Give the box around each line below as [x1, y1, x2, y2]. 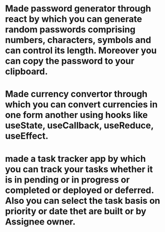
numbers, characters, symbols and [5, 35, 151, 46]
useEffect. [5, 130, 49, 142]
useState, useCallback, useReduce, [5, 120, 154, 131]
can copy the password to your [5, 55, 134, 67]
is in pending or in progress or [5, 174, 130, 185]
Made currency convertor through [5, 88, 148, 100]
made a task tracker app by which [5, 153, 146, 164]
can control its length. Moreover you [5, 45, 157, 56]
